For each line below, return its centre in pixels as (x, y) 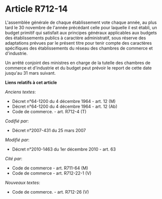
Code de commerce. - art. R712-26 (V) (50, 192)
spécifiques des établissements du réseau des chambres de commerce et (79, 48)
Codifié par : (17, 121)
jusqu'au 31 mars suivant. (30, 73)
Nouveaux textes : (23, 182)
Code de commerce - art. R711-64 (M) (50, 168)
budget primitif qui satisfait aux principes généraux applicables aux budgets (81, 33)
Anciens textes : (21, 92)
